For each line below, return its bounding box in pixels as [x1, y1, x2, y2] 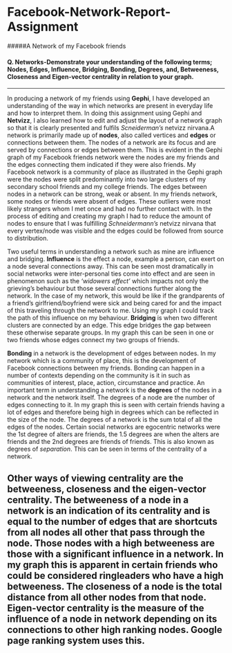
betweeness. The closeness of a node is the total [7, 580, 222, 592]
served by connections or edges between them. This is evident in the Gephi [7, 146, 223, 154]
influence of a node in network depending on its [7, 613, 217, 625]
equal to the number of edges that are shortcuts [7, 515, 217, 527]
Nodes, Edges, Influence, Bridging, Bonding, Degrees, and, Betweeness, [7, 65, 219, 73]
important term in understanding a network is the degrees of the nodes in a [7, 386, 222, 395]
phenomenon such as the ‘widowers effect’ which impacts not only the [7, 277, 209, 285]
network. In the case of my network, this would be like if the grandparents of [7, 292, 225, 300]
